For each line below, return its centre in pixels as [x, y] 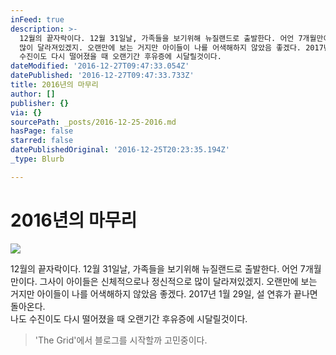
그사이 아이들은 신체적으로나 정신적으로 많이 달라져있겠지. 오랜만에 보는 [178, 281]
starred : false [42, 141]
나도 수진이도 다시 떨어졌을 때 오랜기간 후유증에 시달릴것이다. [129, 318]
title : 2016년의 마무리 [54, 85]
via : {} [26, 112]
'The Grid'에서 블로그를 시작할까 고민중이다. [121, 340]
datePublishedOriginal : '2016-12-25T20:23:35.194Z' [120, 150]
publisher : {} [40, 103]
